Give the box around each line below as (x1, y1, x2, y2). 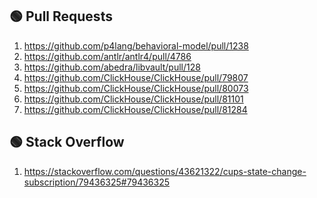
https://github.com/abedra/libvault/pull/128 (23, 61, 201, 73)
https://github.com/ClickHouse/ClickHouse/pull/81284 (23, 103, 248, 115)
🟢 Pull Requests (9, 8, 113, 25)
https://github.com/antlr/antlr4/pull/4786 (23, 50, 192, 62)
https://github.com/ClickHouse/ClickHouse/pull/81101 (23, 93, 244, 105)
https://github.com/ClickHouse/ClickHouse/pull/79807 (23, 71, 249, 83)
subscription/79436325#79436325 (23, 176, 171, 188)
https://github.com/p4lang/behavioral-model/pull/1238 (23, 39, 249, 52)
